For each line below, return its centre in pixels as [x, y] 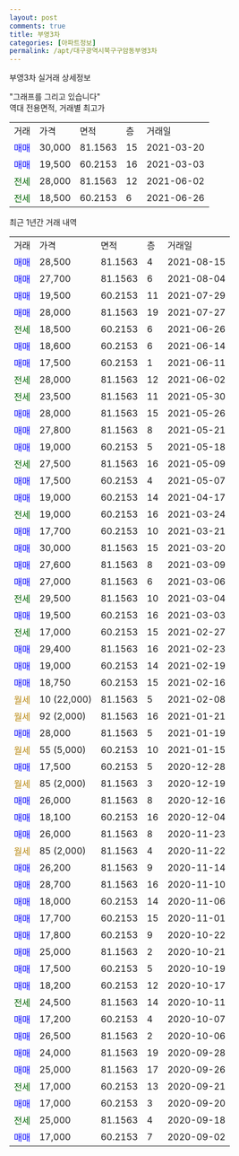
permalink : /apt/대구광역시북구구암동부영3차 [83, 51]
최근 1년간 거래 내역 [43, 223]
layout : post [34, 18]
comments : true [38, 26]
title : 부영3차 [35, 34]
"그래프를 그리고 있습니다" [55, 97]
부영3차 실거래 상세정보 [50, 78]
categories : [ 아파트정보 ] [53, 43]
